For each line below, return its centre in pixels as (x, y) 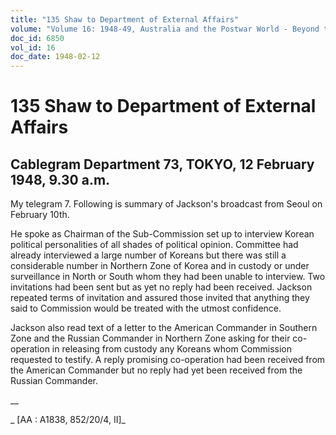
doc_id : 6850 (37, 38)
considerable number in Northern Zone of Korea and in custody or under (160, 266)
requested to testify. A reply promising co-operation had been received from (168, 360)
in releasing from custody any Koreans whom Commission (172, 349)
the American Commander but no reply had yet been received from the (156, 370)
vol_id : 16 (33, 47)
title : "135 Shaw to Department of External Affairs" (125, 19)
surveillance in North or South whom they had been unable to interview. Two (168, 277)
